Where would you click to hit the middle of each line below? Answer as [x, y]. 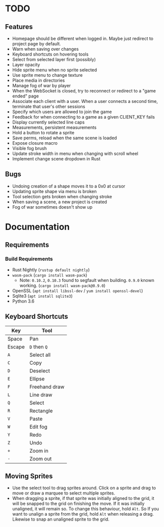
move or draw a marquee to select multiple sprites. [64, 493]
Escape [16, 346]
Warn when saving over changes [45, 49]
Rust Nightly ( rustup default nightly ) [51, 270]
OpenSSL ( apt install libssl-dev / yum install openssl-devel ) [78, 290]
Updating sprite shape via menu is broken [54, 191]
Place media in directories [39, 80]
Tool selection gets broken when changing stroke [62, 196]
